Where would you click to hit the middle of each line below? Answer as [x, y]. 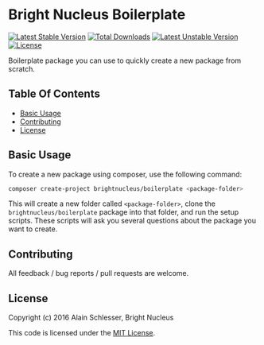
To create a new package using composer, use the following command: [125, 174]
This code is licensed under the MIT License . [82, 333]
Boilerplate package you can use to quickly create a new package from [125, 60]
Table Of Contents [54, 94]
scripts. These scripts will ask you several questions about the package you [132, 221]
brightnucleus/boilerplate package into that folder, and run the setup [124, 212]
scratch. [22, 68]
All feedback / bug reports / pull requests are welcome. [99, 273]
